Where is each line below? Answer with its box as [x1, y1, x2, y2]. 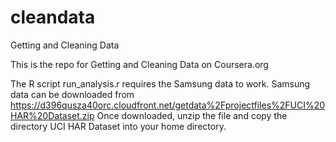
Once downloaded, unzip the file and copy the [96, 109, 288, 121]
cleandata [10, 6, 96, 29]
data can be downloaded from [10, 88, 135, 100]
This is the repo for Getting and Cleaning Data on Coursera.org [10, 58, 269, 70]
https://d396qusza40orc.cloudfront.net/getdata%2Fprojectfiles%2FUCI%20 [10, 99, 326, 111]
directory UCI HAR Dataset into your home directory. [10, 120, 227, 132]
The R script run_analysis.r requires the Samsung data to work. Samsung [10, 77, 311, 90]
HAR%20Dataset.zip [10, 109, 95, 121]
